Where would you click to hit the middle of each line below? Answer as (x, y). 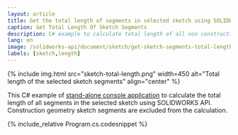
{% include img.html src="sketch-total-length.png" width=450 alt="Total (113, 74)
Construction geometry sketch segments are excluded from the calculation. (118, 110)
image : (17, 47)
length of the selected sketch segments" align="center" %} (94, 81)
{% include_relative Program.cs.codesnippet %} (78, 124)
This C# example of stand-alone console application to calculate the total (114, 95)
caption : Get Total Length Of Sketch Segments (77, 27)
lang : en (20, 40)
